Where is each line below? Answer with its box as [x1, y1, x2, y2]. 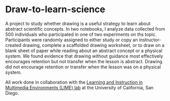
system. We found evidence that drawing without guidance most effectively [5, 53, 163, 59]
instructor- [139, 37, 161, 43]
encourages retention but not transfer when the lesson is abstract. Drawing [5, 58, 162, 64]
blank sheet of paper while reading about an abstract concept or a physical [5, 47, 162, 54]
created [5, 42, 22, 48]
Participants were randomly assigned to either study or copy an [5, 37, 138, 43]
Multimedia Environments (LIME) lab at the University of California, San [5, 84, 154, 90]
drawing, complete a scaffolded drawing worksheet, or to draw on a [22, 42, 165, 48]
